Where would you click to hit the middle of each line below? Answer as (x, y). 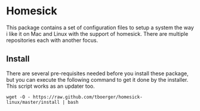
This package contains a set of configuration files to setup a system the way (100, 27)
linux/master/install (33, 102)
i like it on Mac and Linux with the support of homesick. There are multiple (97, 33)
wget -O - (19, 97)
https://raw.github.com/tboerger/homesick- (88, 97)
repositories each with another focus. (52, 40)
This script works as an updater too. (51, 86)
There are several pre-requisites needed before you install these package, (98, 73)
